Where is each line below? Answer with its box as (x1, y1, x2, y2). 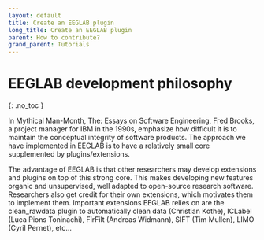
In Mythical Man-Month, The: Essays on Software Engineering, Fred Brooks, (8, 116, 255, 126)
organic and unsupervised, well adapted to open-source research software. (8, 182, 254, 191)
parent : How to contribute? (8, 33, 101, 42)
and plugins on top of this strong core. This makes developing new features (8, 173, 254, 183)
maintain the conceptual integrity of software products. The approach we (8, 133, 246, 142)
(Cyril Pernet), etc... (8, 223, 73, 233)
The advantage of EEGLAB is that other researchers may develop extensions (8, 164, 257, 174)
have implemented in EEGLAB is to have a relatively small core (8, 141, 210, 150)
